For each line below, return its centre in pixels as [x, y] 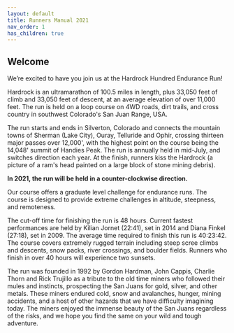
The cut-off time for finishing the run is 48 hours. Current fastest [100, 220]
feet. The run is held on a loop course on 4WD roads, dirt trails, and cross [113, 107]
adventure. [23, 323]
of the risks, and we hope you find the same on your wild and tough [104, 316]
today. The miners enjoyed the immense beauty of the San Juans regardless [117, 309]
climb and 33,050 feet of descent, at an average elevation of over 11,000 [111, 99]
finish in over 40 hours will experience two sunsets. [81, 258]
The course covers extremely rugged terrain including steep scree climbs [113, 243]
